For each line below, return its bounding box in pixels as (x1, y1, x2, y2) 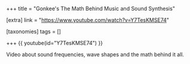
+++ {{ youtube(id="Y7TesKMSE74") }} (6, 40, 103, 46)
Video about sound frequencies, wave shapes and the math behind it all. (6, 51, 184, 58)
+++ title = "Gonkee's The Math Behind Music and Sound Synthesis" (6, 5, 175, 12)
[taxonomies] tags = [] (6, 28, 62, 35)
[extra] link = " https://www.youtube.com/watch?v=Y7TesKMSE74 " (6, 17, 169, 23)
